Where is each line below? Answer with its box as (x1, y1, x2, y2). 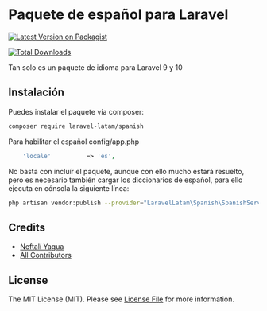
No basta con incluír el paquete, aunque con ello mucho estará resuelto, (8, 166, 245, 176)
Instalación (8, 86, 65, 99)
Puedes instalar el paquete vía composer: (8, 107, 145, 116)
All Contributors (19, 251, 72, 260)
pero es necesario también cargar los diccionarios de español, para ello (8, 175, 243, 185)
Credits (8, 220, 46, 234)
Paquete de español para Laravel (8, 6, 229, 24)
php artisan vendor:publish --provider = (8, 199, 145, 207)
